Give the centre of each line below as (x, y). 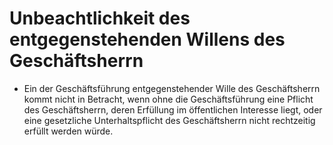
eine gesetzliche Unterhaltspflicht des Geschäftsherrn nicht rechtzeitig (169, 120)
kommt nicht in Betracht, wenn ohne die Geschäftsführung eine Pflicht (168, 99)
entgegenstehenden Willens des (147, 39)
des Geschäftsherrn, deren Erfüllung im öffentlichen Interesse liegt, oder (173, 109)
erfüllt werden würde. (68, 131)
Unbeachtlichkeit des (100, 18)
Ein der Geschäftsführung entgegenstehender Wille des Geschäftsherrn (172, 88)
